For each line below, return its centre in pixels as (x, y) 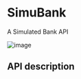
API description (41, 67)
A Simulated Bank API (38, 32)
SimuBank (37, 13)
